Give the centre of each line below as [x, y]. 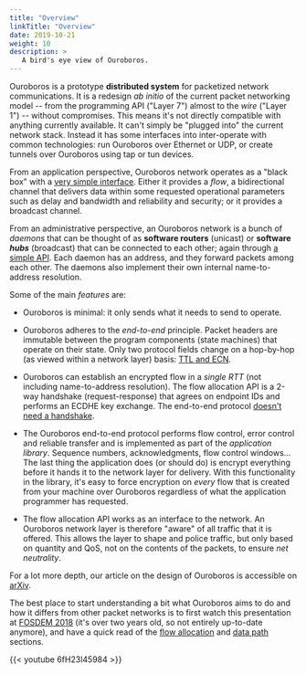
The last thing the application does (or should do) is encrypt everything [156, 463]
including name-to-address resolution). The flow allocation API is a [148, 386]
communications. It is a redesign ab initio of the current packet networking [150, 96]
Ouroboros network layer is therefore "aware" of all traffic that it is [147, 529]
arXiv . [21, 585]
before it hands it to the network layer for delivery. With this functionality [159, 472]
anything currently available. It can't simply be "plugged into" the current [147, 125]
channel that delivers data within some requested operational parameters [147, 191]
